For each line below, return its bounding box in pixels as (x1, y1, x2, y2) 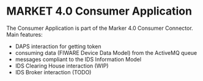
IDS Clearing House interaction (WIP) (15, 62, 109, 69)
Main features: (6, 30, 43, 38)
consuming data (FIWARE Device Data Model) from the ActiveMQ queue (15, 49, 197, 56)
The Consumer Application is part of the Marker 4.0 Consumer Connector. (6, 24, 194, 32)
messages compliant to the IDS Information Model (15, 55, 142, 63)
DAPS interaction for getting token (15, 43, 102, 50)
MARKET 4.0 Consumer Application (6, 4, 193, 18)
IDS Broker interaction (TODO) (15, 68, 92, 76)
